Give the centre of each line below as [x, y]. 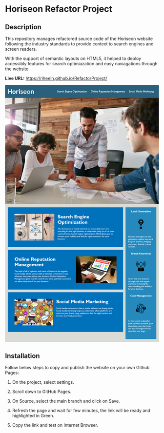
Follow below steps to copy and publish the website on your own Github [77, 368]
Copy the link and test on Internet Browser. [55, 425]
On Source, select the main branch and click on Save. [66, 401]
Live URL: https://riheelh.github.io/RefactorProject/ [56, 78]
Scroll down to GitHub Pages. [42, 392]
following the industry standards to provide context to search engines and [79, 44]
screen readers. [21, 49]
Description [23, 27]
